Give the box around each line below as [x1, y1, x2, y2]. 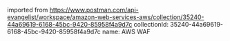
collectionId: [133, 20, 169, 28]
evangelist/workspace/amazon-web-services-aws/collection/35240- [7, 13, 204, 21]
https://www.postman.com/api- [49, 6, 140, 14]
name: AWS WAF [102, 27, 151, 36]
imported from [7, 6, 48, 14]
